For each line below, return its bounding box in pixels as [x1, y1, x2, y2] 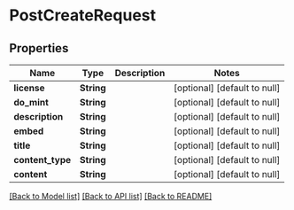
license [13, 82, 46, 94]
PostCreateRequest [9, 5, 157, 26]
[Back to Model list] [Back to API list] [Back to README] [9, 191, 213, 201]
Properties [9, 41, 69, 56]
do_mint [13, 97, 49, 108]
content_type [13, 154, 72, 166]
